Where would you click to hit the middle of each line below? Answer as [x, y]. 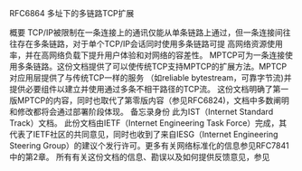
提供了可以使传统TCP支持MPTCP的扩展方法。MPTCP [188, 66]
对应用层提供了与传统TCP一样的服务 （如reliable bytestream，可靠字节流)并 [151, 78]
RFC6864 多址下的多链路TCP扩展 [72, 13]
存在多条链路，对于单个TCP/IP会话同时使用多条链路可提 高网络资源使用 [150, 44]
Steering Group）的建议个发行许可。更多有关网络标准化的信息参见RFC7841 [149, 146]
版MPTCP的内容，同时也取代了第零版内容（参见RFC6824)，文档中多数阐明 [149, 100]
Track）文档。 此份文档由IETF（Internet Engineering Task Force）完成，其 [148, 123]
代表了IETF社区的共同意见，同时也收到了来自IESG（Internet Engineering [144, 134]
